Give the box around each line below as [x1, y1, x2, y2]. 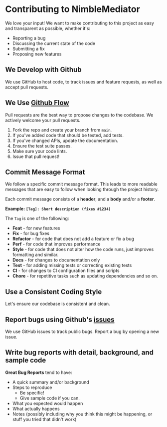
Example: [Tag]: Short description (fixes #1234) [5, 206, 111, 212]
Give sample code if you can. [19, 395, 80, 401]
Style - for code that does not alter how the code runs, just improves [12, 246, 154, 252]
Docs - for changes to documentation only [12, 257, 100, 263]
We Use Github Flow [5, 98, 69, 107]
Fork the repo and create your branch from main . [12, 126, 112, 133]
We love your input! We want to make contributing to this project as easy [5, 20, 155, 26]
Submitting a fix [12, 45, 45, 51]
